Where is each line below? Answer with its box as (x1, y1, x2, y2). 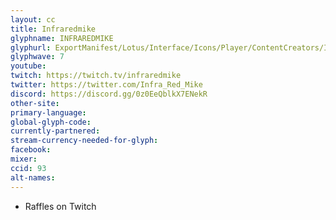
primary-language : (10, 107, 87, 118)
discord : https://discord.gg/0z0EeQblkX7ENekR (10, 89, 208, 99)
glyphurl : (10, 42, 52, 53)
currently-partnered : (10, 126, 101, 136)
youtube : (10, 61, 47, 71)
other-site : (10, 98, 60, 108)
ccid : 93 (10, 163, 47, 173)
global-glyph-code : (10, 117, 92, 127)
